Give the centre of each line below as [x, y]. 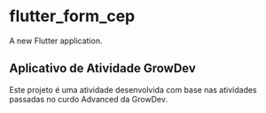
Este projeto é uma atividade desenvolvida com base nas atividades [133, 89]
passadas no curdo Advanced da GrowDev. [89, 99]
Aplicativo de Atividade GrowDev [103, 68]
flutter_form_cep [72, 16]
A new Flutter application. [56, 41]
